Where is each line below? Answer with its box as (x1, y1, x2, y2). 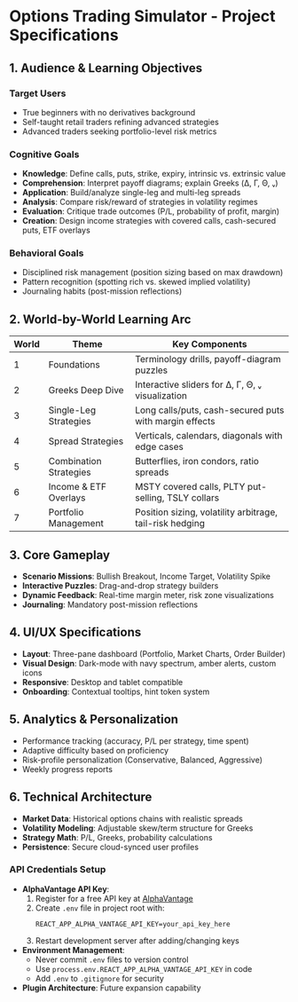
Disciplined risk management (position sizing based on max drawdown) (21, 267, 284, 278)
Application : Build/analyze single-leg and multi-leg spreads (21, 187, 241, 198)
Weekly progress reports (21, 763, 114, 774)
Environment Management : (21, 944, 126, 955)
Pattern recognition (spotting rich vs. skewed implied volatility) (21, 277, 251, 288)
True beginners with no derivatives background (21, 107, 196, 117)
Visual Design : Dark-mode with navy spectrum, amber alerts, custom (21, 658, 277, 668)
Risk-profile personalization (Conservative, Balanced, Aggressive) (21, 754, 263, 765)
